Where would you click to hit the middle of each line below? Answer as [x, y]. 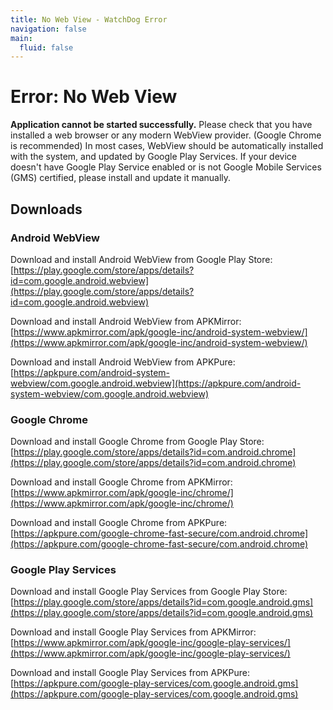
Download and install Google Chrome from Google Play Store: [137, 442]
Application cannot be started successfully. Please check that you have [161, 125]
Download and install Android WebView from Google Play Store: [141, 259]
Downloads [46, 209]
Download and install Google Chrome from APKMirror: [121, 482]
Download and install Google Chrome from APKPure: [119, 523]
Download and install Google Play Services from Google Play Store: [149, 592]
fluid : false [46, 47]
